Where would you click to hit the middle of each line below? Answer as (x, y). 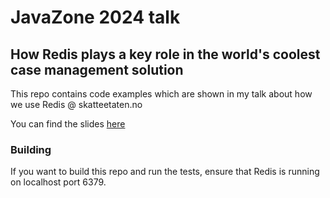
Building (31, 149)
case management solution (97, 69)
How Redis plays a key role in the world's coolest (165, 54)
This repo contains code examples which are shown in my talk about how (161, 94)
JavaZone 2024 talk (95, 17)
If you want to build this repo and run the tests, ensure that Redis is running (165, 172)
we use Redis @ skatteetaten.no (76, 104)
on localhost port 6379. (58, 182)
